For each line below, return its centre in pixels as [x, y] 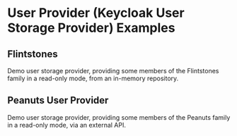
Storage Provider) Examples [91, 28]
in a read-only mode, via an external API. [67, 125]
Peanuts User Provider [58, 100]
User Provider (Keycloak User [96, 13]
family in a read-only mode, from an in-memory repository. [93, 78]
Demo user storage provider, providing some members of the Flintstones [113, 71]
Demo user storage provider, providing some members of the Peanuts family [119, 117]
